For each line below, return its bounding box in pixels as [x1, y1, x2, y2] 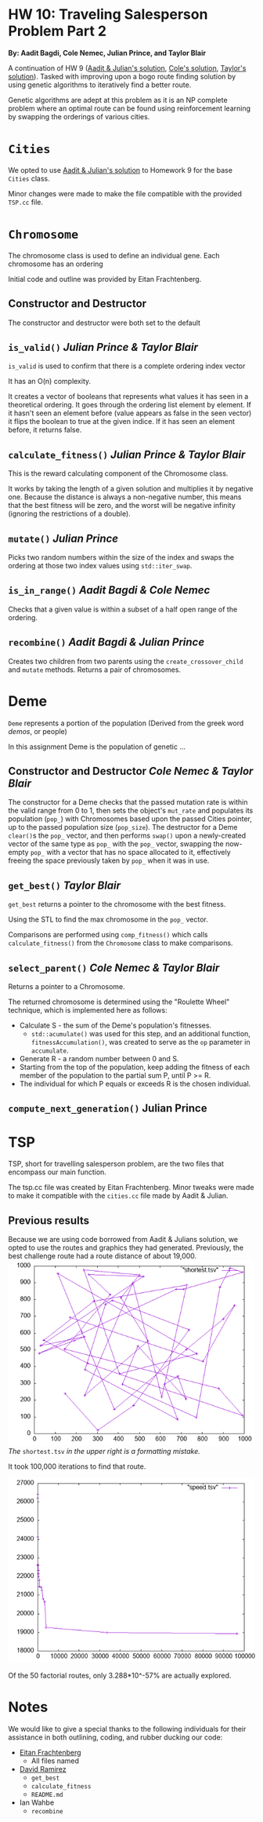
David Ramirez [19, 1765, 67, 1774]
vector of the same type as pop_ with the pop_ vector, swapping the [8, 839, 225, 849]
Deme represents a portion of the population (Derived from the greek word [8, 718, 244, 728]
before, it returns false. [8, 425, 82, 435]
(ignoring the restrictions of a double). [8, 509, 131, 519]
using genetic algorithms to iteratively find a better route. [8, 80, 192, 89]
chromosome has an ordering [8, 259, 103, 268]
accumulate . [31, 1046, 69, 1055]
